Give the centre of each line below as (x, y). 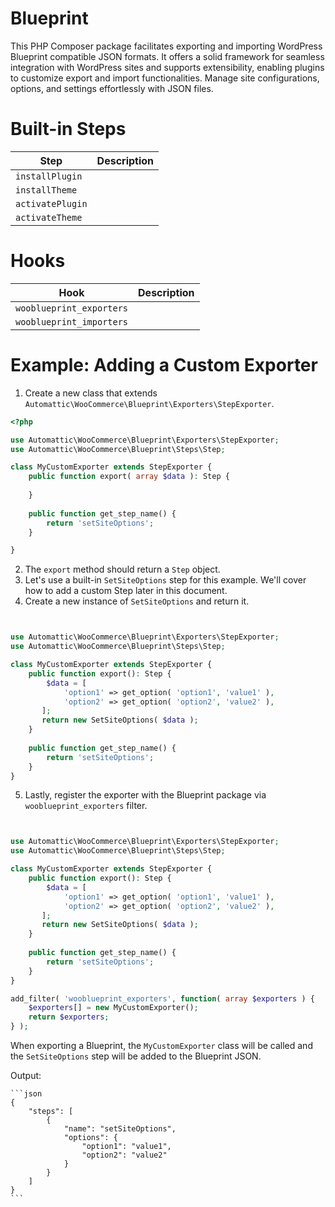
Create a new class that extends (91, 393)
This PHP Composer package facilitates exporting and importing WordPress (166, 46)
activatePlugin (51, 203)
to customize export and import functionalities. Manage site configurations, (165, 78)
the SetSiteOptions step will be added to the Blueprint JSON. (136, 1056)
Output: (26, 1075)
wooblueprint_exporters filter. (86, 806)
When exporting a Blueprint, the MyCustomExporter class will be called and (161, 1045)
